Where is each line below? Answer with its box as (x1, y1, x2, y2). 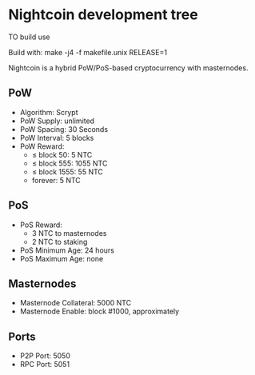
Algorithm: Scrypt (19, 107, 78, 117)
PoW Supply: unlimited (19, 116, 94, 126)
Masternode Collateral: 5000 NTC (19, 298, 132, 308)
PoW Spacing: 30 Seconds (19, 124, 109, 134)
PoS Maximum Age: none (19, 253, 104, 263)
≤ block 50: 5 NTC (31, 150, 93, 159)
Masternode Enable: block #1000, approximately (19, 306, 180, 317)
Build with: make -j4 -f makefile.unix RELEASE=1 (8, 47, 168, 57)
